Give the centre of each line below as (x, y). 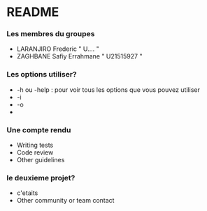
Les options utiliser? (42, 75)
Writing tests (35, 145)
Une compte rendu (39, 130)
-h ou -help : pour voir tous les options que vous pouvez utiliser (108, 89)
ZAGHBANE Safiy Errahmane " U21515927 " (79, 56)
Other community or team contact (65, 201)
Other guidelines (41, 160)
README (33, 12)
